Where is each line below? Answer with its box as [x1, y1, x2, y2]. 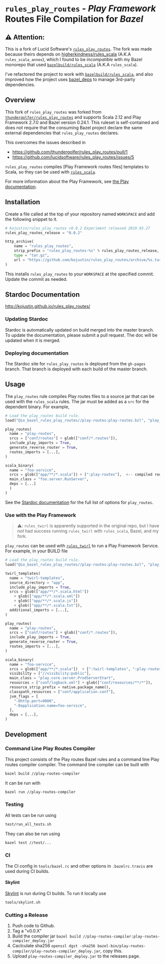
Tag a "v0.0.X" [12, 928, 42, 934]
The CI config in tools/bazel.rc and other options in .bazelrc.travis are [5, 863, 153, 869]
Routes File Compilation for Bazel [5, 13, 143, 25]
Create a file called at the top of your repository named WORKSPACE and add [5, 211, 155, 217]
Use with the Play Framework [5, 512, 76, 518]
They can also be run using [5, 831, 60, 837]
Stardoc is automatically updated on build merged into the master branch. [5, 327, 154, 332]
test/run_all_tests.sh [5, 822, 52, 827]
